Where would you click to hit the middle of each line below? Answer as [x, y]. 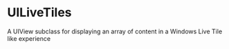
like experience [29, 38]
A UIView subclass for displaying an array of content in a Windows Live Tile [115, 31]
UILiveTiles [39, 13]
